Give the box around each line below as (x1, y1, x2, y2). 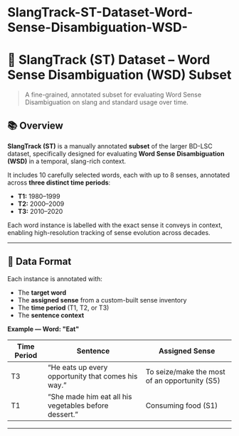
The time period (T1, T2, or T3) (17, 303, 110, 312)
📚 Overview (7, 119, 64, 131)
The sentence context (17, 310, 85, 320)
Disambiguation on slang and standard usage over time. (24, 98, 188, 107)
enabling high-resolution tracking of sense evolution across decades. (7, 228, 211, 236)
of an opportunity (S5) (145, 376, 221, 386)
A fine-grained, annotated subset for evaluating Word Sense (24, 90, 201, 99)
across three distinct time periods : (7, 178, 111, 187)
